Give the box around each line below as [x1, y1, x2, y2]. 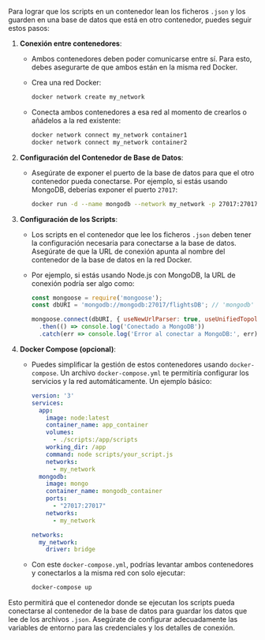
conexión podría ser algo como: [31, 278, 135, 288]
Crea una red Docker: [31, 78, 102, 87]
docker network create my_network [31, 93, 145, 101]
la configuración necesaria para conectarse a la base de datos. [31, 238, 237, 247]
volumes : [46, 428, 75, 437]
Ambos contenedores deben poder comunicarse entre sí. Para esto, [31, 55, 252, 63]
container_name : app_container [46, 421, 148, 429]
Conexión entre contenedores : [19, 39, 122, 48]
